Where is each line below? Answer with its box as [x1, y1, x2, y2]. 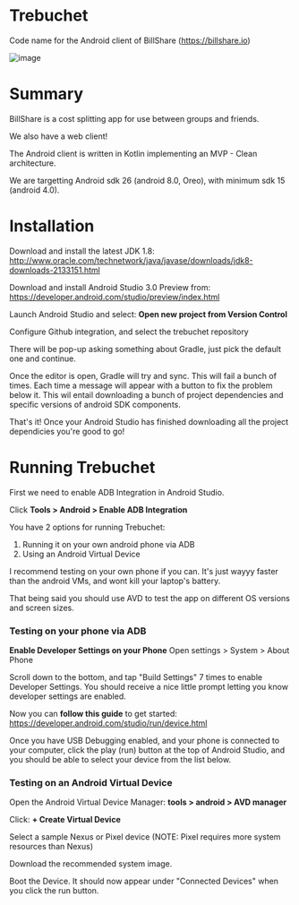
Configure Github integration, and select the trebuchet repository [9, 326, 249, 337]
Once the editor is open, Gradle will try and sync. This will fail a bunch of [9, 370, 278, 381]
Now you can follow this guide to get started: [9, 709, 177, 720]
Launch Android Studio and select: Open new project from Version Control [9, 308, 288, 319]
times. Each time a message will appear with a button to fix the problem [9, 380, 273, 391]
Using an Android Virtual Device [21, 548, 141, 559]
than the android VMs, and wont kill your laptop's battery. [9, 575, 221, 586]
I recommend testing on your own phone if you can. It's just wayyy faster [9, 565, 279, 576]
